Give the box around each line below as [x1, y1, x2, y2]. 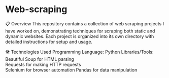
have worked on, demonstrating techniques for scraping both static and [5, 28, 155, 34]
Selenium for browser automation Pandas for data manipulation [5, 67, 138, 73]
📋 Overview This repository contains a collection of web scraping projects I [5, 20, 164, 26]
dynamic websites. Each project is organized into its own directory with [5, 33, 154, 39]
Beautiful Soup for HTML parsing [5, 56, 75, 62]
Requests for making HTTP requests [5, 61, 81, 67]
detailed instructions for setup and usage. [5, 38, 93, 45]
